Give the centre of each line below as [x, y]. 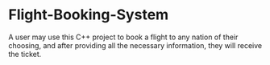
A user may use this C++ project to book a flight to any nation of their [123, 37]
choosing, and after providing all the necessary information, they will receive [135, 45]
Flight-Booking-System [89, 15]
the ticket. [25, 54]
